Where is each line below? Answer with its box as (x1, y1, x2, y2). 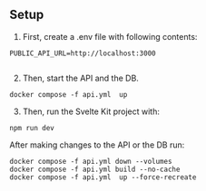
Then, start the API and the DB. (22, 72, 139, 83)
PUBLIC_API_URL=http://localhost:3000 (9, 49, 156, 58)
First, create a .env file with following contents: (22, 31, 198, 42)
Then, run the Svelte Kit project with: (22, 106, 161, 117)
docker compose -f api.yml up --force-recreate (9, 172, 197, 182)
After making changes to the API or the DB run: (9, 139, 185, 150)
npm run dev (9, 123, 54, 132)
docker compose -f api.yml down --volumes (9, 157, 172, 166)
